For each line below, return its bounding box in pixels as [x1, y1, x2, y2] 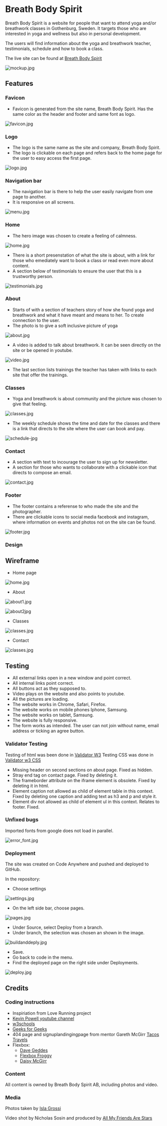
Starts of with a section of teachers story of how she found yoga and [12, 306, 154, 312]
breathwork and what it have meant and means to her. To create [12, 312, 144, 318]
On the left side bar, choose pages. [12, 905, 85, 911]
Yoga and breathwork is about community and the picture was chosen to [12, 396, 162, 402]
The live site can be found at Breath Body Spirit [5, 55, 102, 61]
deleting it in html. [12, 783, 49, 789]
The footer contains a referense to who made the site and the [12, 503, 139, 509]
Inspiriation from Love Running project [12, 1010, 91, 1016]
